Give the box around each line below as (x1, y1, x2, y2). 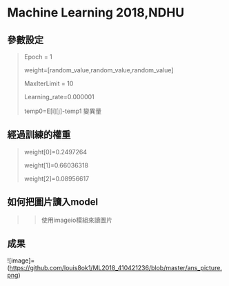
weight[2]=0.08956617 (23, 174, 90, 183)
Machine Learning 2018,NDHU (7, 5, 185, 21)
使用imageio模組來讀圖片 (41, 216, 112, 224)
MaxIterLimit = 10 (23, 79, 74, 88)
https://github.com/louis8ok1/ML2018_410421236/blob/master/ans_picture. (9, 264, 223, 272)
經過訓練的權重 (7, 129, 71, 141)
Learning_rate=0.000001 (23, 93, 94, 101)
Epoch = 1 (23, 53, 53, 61)
